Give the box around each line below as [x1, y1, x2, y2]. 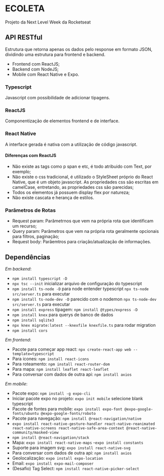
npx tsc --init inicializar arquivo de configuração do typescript [12, 280, 142, 286]
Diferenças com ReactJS [5, 153, 56, 159]
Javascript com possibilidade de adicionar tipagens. [5, 95, 110, 101]
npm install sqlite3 [12, 317, 54, 323]
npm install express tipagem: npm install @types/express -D [12, 306, 138, 312]
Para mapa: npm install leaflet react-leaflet [12, 366, 109, 372]
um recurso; [12, 223, 37, 229]
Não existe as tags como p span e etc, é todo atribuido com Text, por [12, 163, 152, 169]
